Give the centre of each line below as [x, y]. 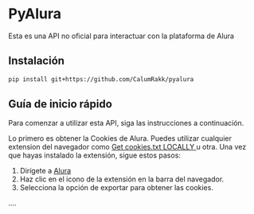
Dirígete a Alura [45, 171]
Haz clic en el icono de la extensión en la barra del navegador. [122, 179]
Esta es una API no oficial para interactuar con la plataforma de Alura [121, 36]
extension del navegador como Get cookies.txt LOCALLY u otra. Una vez [127, 147]
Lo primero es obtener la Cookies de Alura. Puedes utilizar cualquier [120, 138]
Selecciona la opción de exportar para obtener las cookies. [116, 188]
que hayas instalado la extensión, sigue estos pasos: [95, 155]
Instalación [37, 61]
